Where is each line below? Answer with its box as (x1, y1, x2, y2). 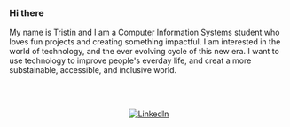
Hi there (9, 6, 44, 19)
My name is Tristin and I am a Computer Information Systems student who (9, 27, 280, 38)
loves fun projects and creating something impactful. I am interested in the (9, 36, 281, 47)
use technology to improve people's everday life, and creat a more (9, 55, 252, 66)
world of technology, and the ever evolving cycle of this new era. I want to (9, 46, 279, 57)
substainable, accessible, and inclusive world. (9, 65, 177, 75)
